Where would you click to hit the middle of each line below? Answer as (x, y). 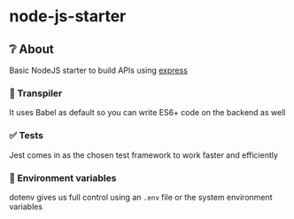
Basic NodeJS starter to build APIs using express (99, 70)
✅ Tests (27, 136)
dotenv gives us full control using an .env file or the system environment (141, 197)
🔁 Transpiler (36, 93)
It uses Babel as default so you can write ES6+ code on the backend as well (147, 113)
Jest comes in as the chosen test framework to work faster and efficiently (144, 155)
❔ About (32, 49)
